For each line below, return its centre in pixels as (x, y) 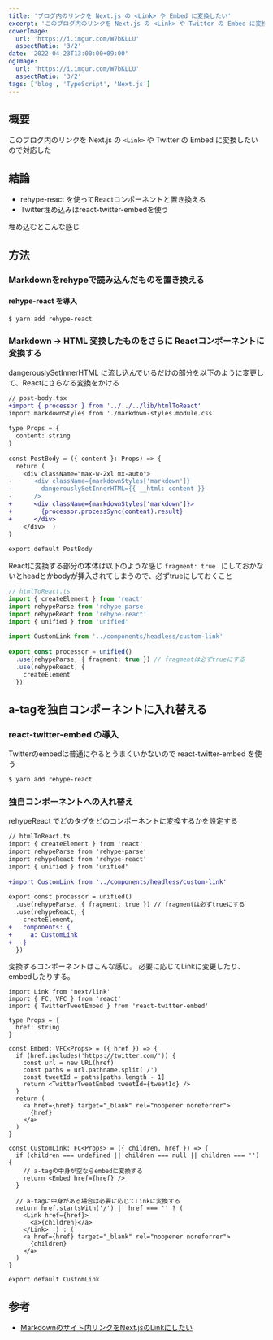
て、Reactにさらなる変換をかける (64, 382)
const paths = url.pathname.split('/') (91, 1070)
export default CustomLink (54, 1280)
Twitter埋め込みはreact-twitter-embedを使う (94, 210)
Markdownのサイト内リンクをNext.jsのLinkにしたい (106, 1328)
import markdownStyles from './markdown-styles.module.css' (113, 413)
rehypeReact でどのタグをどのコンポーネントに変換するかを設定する (123, 821)
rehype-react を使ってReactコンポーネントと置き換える (113, 199)
